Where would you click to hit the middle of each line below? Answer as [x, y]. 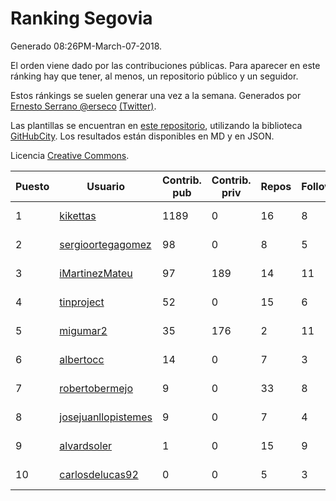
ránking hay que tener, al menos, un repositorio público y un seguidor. [154, 76]
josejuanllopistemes [106, 417]
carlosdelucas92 [99, 474]
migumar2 [83, 330]
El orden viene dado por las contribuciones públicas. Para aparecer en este [165, 65]
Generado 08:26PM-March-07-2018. [86, 46]
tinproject [82, 302]
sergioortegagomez [105, 244]
